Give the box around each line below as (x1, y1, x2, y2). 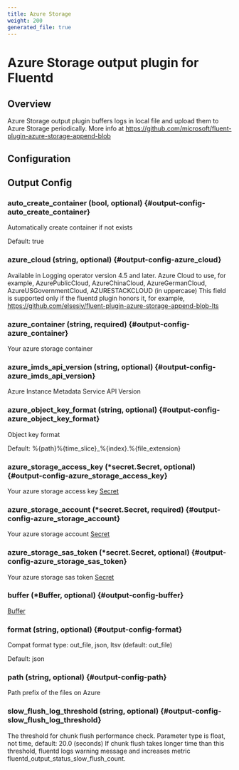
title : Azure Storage (7, 10, 72, 18)
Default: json (7, 654, 45, 663)
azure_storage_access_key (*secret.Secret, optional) (7, 461, 196, 471)
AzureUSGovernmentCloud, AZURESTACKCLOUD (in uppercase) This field (7, 286, 226, 294)
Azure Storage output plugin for (7, 54, 199, 71)
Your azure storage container (7, 344, 93, 353)
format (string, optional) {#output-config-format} (7, 625, 183, 635)
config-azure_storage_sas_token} (7, 557, 127, 567)
